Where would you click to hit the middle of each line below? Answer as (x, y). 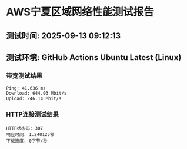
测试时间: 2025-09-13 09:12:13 (64, 36)
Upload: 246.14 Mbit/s (34, 99)
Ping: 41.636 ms (26, 88)
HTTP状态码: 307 (25, 128)
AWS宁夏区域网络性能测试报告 (80, 12)
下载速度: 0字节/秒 (27, 141)
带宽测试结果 (24, 75)
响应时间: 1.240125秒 (30, 134)
